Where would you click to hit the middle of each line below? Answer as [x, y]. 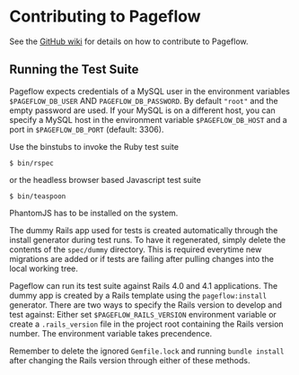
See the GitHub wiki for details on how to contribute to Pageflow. [129, 41]
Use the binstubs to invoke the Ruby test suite [94, 146]
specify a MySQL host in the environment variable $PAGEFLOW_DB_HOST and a [148, 119]
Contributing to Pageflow [105, 17]
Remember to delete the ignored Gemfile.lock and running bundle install [147, 351]
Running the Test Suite [74, 70]
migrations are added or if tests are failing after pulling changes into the [141, 258]
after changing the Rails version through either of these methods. [130, 360]
